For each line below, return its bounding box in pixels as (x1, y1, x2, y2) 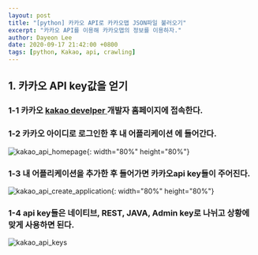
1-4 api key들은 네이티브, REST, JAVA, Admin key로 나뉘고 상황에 (8, 207, 250, 218)
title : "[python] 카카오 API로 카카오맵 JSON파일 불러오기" (8, 19, 187, 27)
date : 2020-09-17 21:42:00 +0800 (8, 41, 118, 49)
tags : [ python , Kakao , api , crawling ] (8, 48, 136, 56)
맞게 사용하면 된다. (8, 219, 75, 230)
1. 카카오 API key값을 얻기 (8, 80, 129, 93)
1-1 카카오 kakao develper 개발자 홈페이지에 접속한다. (8, 105, 204, 116)
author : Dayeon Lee (8, 33, 73, 42)
